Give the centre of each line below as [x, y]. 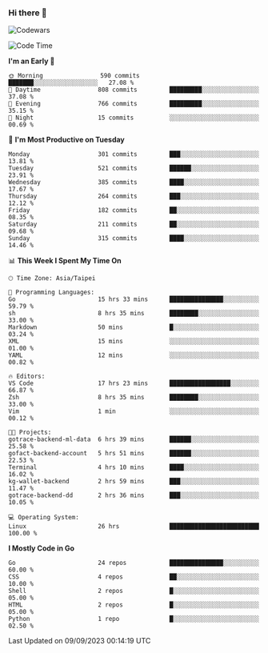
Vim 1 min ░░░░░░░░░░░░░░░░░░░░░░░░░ [134, 411]
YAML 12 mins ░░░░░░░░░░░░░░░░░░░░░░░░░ [134, 355]
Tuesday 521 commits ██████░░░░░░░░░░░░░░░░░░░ [134, 168]
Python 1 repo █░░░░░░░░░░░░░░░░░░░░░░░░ [134, 619]
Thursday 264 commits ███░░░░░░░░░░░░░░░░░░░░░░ [134, 196]
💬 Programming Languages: [51, 292]
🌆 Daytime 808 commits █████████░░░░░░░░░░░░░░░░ [134, 90]
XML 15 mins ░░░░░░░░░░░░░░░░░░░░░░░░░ [134, 342]
